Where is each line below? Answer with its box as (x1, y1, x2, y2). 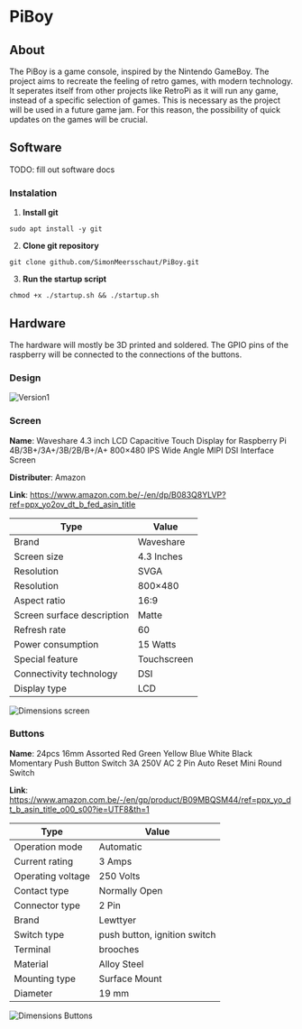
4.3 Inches (137, 550, 183, 563)
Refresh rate (14, 623, 67, 636)
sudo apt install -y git (9, 225, 103, 234)
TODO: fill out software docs (9, 164, 115, 175)
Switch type (14, 928, 65, 941)
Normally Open (98, 884, 163, 896)
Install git (22, 207, 59, 218)
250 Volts (98, 869, 141, 882)
